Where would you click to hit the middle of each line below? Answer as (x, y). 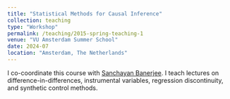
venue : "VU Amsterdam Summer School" (63, 40)
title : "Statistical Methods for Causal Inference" (85, 14)
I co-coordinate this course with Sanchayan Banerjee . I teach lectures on (113, 73)
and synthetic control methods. (53, 88)
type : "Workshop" (33, 27)
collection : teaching (39, 20)
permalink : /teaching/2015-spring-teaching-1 (75, 33)
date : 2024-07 (28, 46)
